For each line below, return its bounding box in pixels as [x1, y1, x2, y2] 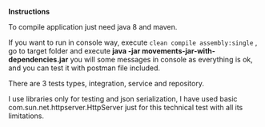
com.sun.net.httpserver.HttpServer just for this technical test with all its [8, 103, 243, 112]
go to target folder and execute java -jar [8, 46, 141, 55]
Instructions [8, 7, 50, 16]
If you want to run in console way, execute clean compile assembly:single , [8, 38, 258, 47]
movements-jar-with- [141, 46, 216, 55]
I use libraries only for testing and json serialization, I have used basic [8, 94, 238, 103]
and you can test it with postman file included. [8, 63, 161, 73]
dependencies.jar [8, 55, 69, 64]
